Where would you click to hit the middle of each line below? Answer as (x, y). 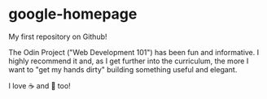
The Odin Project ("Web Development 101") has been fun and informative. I (134, 52)
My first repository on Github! (58, 37)
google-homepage (73, 14)
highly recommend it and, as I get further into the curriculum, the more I (129, 61)
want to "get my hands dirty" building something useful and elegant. (123, 69)
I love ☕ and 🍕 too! (39, 85)
